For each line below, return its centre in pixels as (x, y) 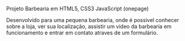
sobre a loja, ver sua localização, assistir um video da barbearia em (89, 26)
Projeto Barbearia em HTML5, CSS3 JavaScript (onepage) (78, 9)
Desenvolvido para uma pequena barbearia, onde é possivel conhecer (92, 20)
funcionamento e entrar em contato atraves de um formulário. (82, 33)
